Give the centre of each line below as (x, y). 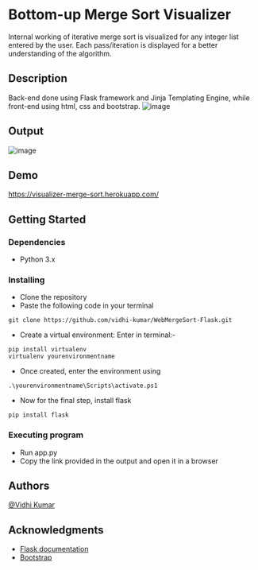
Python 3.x (37, 259)
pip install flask (39, 415)
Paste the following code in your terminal (87, 306)
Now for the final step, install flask (75, 401)
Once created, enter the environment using (90, 371)
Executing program (46, 435)
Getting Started (47, 219)
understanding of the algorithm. (60, 53)
